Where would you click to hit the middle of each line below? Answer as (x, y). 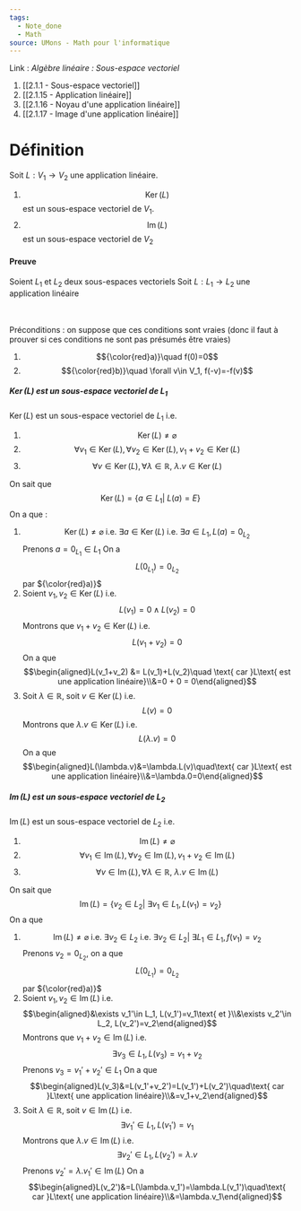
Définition (47, 150)
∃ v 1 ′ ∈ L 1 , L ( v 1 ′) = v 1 (157, 1125)
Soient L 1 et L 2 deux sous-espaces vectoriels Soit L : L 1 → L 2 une (130, 282)
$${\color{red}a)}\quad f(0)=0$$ (157, 356)
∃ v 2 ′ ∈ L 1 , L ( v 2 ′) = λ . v (157, 1156)
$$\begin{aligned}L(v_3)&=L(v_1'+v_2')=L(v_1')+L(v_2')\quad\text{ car (157, 1085)
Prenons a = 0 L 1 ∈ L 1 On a (71, 550)
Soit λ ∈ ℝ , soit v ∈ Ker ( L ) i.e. (79, 696)
